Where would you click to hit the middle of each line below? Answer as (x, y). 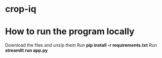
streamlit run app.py (26, 51)
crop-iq (21, 9)
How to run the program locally (70, 32)
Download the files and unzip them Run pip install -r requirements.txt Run (81, 45)
